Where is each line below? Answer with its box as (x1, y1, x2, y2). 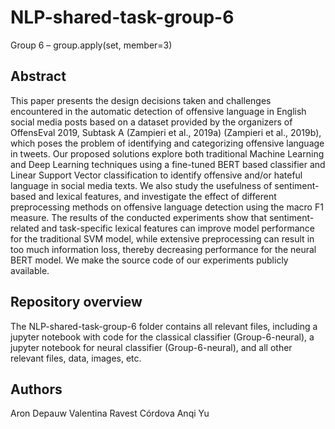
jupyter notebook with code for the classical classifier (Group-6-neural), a (10, 331, 315, 343)
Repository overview (10, 294, 143, 311)
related (10, 222, 40, 234)
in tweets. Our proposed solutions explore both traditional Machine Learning (10, 147, 325, 160)
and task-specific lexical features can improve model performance (41, 222, 315, 234)
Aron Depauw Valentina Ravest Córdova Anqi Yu (10, 407, 210, 420)
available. (10, 264, 50, 276)
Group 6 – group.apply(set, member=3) (10, 39, 173, 51)
